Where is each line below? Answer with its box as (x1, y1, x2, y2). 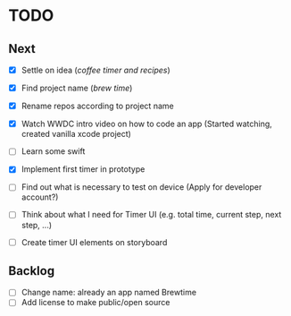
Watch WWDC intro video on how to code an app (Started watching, (21, 118, 273, 130)
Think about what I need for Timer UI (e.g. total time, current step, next (21, 209, 282, 220)
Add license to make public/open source (21, 297, 170, 308)
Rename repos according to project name (21, 100, 175, 112)
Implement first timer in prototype (21, 164, 145, 175)
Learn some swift (21, 146, 86, 157)
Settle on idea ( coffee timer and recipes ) (21, 64, 170, 75)
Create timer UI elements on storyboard (21, 236, 168, 247)
